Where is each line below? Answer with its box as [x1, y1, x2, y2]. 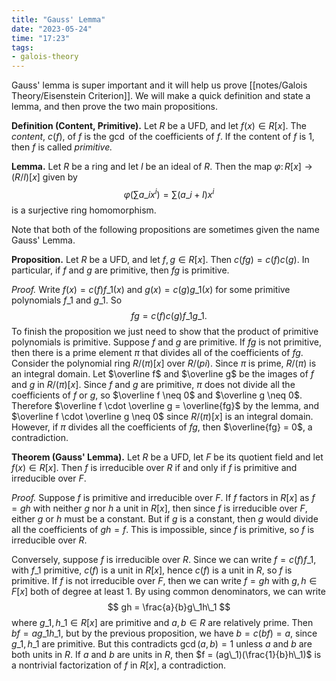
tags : [11, 42, 34, 53]
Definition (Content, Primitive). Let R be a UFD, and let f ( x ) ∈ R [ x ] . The [11, 120, 307, 132]
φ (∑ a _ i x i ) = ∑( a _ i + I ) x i [123, 187, 215, 200]
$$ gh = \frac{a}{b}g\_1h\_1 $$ [107, 601, 231, 613]
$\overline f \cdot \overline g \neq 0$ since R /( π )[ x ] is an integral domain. [11, 410, 314, 422]
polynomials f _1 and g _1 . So [11, 294, 123, 306]
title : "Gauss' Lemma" [11, 14, 106, 25]
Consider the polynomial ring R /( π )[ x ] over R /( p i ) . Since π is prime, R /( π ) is [11, 357, 317, 369]
